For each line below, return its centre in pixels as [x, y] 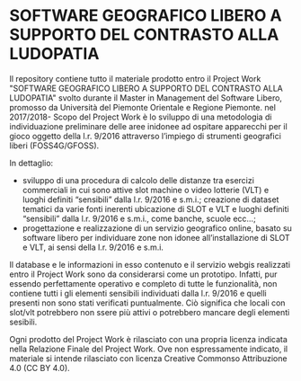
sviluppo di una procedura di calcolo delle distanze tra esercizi [138, 180]
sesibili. [23, 322]
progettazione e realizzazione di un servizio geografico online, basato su [157, 228]
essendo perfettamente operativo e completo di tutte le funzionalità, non [143, 283]
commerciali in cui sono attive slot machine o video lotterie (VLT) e [146, 190]
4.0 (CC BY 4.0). [40, 368]
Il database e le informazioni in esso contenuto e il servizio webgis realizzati [150, 264]
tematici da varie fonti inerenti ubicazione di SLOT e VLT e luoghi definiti [155, 208]
